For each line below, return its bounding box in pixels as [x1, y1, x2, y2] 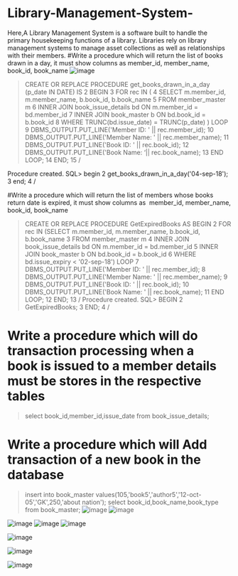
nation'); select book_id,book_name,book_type [82, 498, 219, 506]
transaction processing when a [7, 343, 195, 359]
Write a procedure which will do [7, 328, 198, 344]
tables [7, 388, 45, 405]
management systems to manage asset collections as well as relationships [7, 43, 225, 52]
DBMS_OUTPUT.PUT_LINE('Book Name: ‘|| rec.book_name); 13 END [24, 148, 224, 156]
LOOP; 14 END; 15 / [24, 155, 81, 164]
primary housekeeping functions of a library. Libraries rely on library [7, 36, 207, 44]
